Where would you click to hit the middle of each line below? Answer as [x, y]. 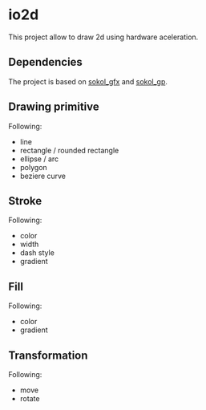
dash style [37, 253]
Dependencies [45, 62]
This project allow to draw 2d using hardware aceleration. [103, 37]
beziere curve [43, 176]
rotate [30, 398]
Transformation [48, 355]
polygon [34, 167]
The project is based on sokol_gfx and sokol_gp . [88, 81]
